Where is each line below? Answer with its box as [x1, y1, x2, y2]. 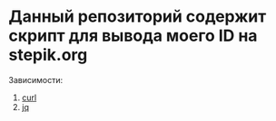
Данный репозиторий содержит [8, 6, 267, 27]
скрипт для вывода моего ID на [8, 25, 258, 46]
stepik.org [8, 45, 88, 65]
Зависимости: [8, 74, 64, 85]
